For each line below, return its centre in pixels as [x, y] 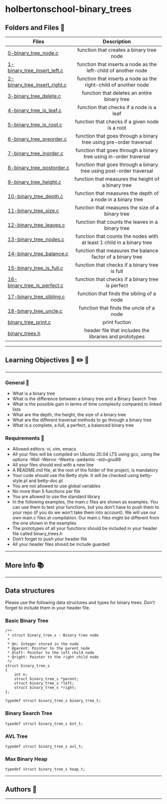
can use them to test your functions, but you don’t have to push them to [86, 507]
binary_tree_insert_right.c [37, 85]
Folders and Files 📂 [35, 28]
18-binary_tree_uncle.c [35, 311]
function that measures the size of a [117, 208]
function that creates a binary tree [117, 50]
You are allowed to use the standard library [56, 496]
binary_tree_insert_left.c [36, 71]
